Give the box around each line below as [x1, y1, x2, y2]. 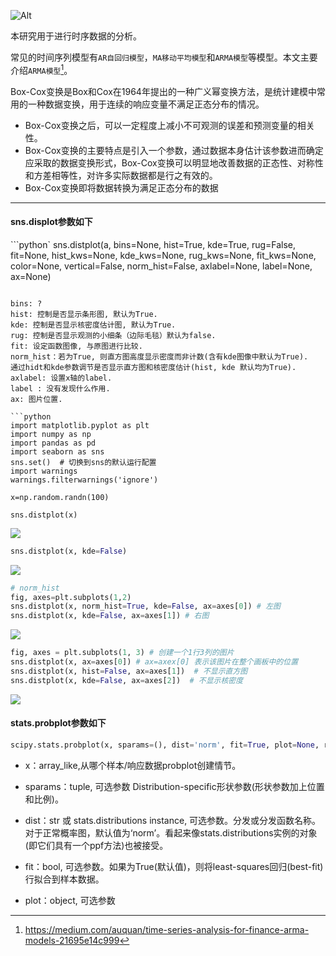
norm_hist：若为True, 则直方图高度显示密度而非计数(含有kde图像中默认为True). [10, 351, 309, 362]
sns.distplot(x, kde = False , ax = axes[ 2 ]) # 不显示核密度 [10, 675, 244, 685]
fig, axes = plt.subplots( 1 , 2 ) [10, 592, 132, 602]
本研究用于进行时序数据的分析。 [10, 30, 142, 42]
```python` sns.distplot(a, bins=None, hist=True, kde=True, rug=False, [10, 238, 297, 250]
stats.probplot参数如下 [10, 717, 107, 729]
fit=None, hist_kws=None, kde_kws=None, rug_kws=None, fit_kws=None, [10, 249, 317, 261]
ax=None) [10, 270, 52, 282]
